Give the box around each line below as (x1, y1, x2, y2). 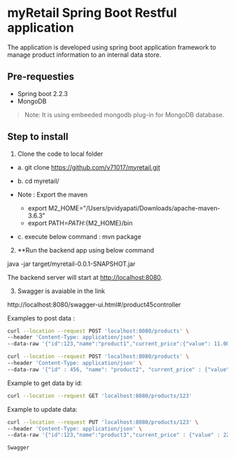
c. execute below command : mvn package (17, 232, 142, 241)
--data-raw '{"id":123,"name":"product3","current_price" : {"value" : (7, 431, 220, 439)
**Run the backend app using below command (17, 245, 155, 254)
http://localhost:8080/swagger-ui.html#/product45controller (7, 300, 181, 309)
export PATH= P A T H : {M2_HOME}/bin (27, 219, 133, 227)
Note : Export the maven (17, 190, 88, 198)
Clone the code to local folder (17, 149, 104, 158)
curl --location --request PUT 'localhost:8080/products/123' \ (7, 419, 199, 426)
